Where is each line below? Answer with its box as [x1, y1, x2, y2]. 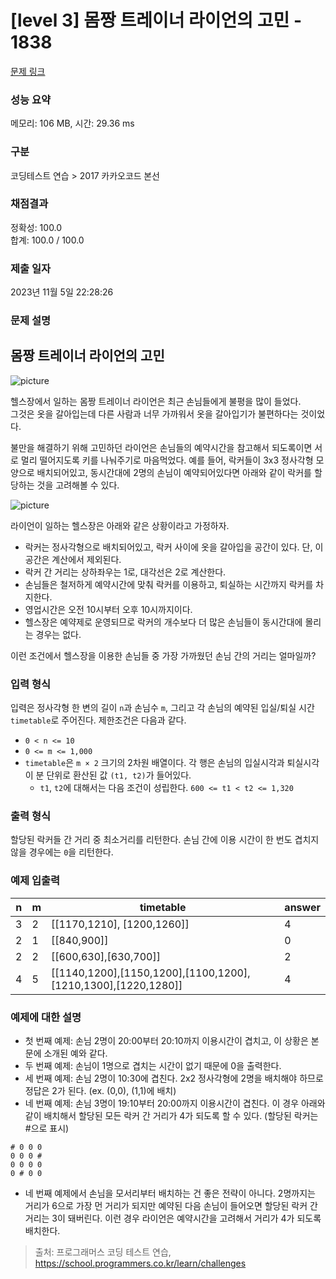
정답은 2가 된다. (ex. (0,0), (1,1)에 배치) [24, 1085, 177, 1097]
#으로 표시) [24, 1122, 70, 1135]
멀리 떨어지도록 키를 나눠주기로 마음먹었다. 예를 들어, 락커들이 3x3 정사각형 [20, 454, 314, 466]
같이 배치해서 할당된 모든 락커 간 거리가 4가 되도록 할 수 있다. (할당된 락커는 [24, 1110, 319, 1122]
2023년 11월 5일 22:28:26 [10, 286, 114, 298]
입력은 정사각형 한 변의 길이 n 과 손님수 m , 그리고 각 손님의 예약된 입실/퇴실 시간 [10, 702, 315, 714]
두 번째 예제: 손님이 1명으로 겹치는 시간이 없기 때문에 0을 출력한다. [24, 1060, 282, 1072]
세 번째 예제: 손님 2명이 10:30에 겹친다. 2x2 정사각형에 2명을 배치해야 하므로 [24, 1072, 324, 1085]
